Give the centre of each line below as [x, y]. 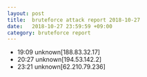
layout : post [26, 13]
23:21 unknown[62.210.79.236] [61, 67]
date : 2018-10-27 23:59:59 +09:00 [60, 26]
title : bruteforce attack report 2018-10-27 [73, 20]
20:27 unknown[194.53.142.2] [59, 60]
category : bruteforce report [49, 33]
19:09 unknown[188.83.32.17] [58, 52]
